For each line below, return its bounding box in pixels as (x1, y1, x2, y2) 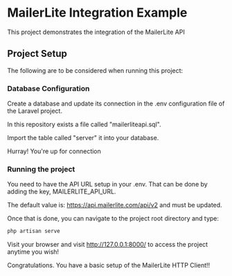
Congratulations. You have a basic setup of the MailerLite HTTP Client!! (7, 261, 211, 270)
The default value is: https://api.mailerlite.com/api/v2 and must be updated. (7, 201, 223, 209)
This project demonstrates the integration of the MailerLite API (7, 28, 185, 36)
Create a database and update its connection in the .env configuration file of (7, 99, 225, 108)
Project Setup (7, 48, 68, 60)
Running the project (7, 164, 75, 174)
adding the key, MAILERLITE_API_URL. (7, 187, 116, 196)
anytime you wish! (7, 248, 60, 256)
